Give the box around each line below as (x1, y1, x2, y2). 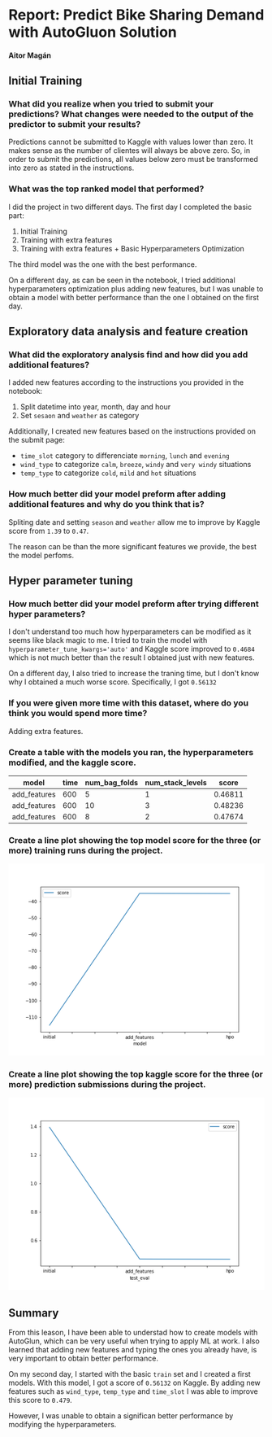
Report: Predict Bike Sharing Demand (8, 6, 265, 24)
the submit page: (8, 435, 65, 445)
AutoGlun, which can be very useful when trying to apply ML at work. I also (8, 1336, 260, 1346)
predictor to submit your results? (8, 119, 141, 130)
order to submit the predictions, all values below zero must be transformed (8, 155, 258, 164)
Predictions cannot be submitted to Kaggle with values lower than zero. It (8, 137, 253, 147)
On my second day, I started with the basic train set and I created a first (8, 1369, 252, 1379)
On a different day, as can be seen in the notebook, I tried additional (8, 275, 235, 285)
